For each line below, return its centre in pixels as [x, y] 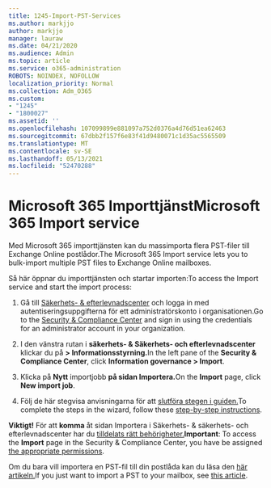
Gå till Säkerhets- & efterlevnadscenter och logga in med [114, 303]
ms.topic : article [39, 61]
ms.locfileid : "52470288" [52, 166]
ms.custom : [27, 99]
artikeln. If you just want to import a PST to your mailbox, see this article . [128, 475]
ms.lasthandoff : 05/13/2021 [56, 158]
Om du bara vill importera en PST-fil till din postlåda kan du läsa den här [128, 467]
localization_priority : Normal [61, 83]
